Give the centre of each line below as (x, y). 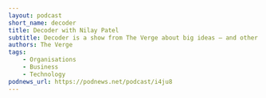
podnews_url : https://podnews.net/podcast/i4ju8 (90, 81)
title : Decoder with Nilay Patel (64, 30)
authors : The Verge (41, 45)
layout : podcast (35, 15)
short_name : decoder (43, 23)
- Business (41, 67)
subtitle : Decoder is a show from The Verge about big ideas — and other (133, 38)
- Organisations (50, 60)
